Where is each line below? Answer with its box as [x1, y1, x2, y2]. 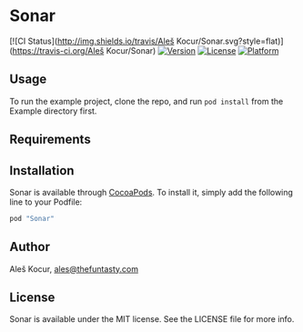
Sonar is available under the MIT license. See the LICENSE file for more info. [9, 314, 295, 325]
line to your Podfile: [9, 196, 83, 207]
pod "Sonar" [9, 214, 55, 223]
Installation [9, 163, 75, 178]
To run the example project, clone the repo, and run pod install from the [9, 96, 284, 106]
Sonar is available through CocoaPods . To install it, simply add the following [9, 186, 294, 197]
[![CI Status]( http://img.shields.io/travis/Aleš [9, 35, 175, 46]
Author [9, 239, 50, 255]
